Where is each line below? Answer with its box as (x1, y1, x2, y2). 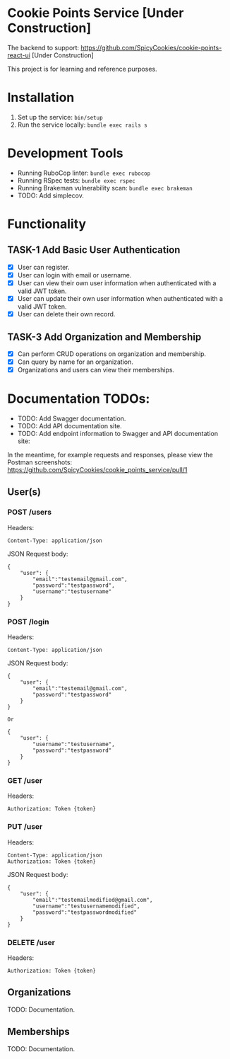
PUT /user (7, 822, 43, 832)
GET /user (7, 775, 43, 785)
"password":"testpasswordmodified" (32, 908, 138, 916)
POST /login (7, 617, 49, 626)
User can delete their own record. (17, 310, 116, 319)
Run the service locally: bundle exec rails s (17, 120, 148, 129)
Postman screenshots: (7, 458, 73, 466)
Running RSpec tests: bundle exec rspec (17, 176, 135, 185)
